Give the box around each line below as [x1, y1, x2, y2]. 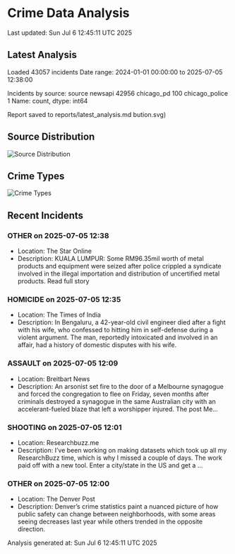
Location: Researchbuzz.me [17, 438, 100, 447]
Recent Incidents [7, 209, 83, 221]
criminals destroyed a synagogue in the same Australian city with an [17, 397, 217, 405]
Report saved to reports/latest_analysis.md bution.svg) [7, 110, 167, 118]
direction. [17, 525, 46, 533]
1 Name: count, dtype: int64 [7, 96, 88, 105]
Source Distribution [7, 131, 95, 143]
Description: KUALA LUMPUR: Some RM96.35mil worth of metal [17, 254, 205, 263]
